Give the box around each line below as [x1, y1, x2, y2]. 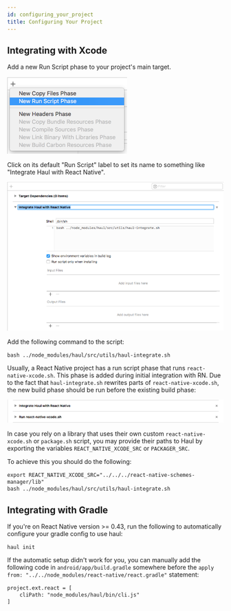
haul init [7, 544, 36, 551]
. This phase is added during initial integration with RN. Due [53, 371, 221, 379]
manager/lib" [7, 478, 45, 486]
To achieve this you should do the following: [7, 458, 132, 466]
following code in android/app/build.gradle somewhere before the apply [7, 564, 214, 572]
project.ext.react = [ [7, 585, 72, 592]
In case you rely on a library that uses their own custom [7, 430, 164, 438]
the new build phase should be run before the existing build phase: [7, 386, 197, 395]
